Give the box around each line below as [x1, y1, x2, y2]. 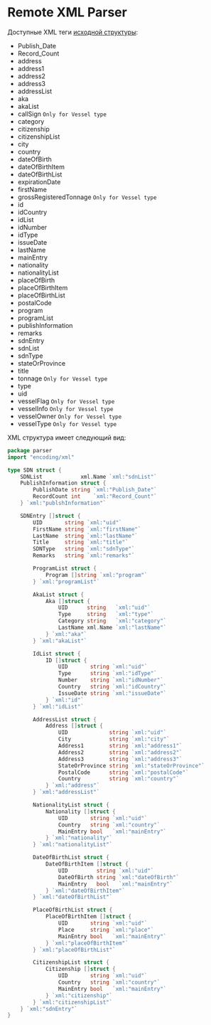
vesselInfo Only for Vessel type [17, 404, 114, 413]
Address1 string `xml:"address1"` [58, 743, 183, 750]
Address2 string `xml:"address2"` [58, 748, 183, 756]
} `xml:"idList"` [33, 703, 84, 710]
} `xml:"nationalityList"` [33, 841, 113, 849]
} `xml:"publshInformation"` [20, 499, 107, 507]
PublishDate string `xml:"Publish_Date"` [33, 487, 158, 494]
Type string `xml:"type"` [58, 611, 154, 618]
